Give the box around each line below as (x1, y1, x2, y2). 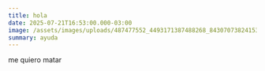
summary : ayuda (8, 33, 58, 42)
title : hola (8, 11, 47, 20)
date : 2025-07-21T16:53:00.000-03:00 (8, 19, 132, 27)
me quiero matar (8, 55, 62, 65)
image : (8, 26, 30, 34)
